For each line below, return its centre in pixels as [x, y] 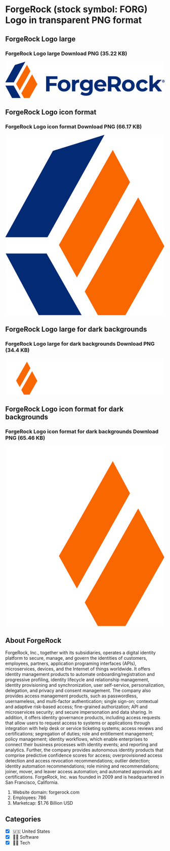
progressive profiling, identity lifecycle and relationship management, [77, 680]
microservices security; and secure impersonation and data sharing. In [79, 712]
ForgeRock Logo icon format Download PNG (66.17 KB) [74, 127]
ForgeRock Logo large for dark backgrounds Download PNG [80, 344]
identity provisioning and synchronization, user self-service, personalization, [85, 685]
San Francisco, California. [32, 782]
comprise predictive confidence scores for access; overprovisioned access [84, 755]
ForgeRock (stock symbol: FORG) [76, 9]
